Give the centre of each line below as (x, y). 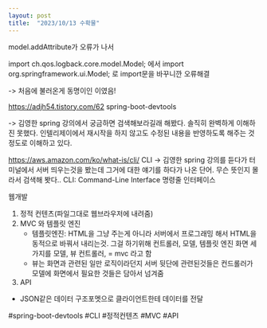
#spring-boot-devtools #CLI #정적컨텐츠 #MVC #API (94, 315)
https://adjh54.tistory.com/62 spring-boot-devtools (92, 106)
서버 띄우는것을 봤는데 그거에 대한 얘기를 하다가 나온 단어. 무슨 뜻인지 (143, 170)
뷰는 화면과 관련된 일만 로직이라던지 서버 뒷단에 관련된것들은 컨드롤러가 (142, 263)
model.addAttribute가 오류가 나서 (61, 47)
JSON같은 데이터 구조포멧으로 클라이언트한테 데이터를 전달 (111, 299)
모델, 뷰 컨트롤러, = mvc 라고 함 (102, 253)
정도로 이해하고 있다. (40, 143)
